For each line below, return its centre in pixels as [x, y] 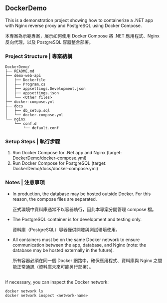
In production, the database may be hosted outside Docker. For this [82, 194]
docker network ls [24, 291]
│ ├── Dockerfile [25, 80]
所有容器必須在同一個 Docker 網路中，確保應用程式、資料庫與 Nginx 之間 [87, 260]
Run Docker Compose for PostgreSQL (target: [59, 163]
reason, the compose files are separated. [55, 199]
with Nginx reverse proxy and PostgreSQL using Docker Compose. [74, 25]
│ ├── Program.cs [25, 84]
